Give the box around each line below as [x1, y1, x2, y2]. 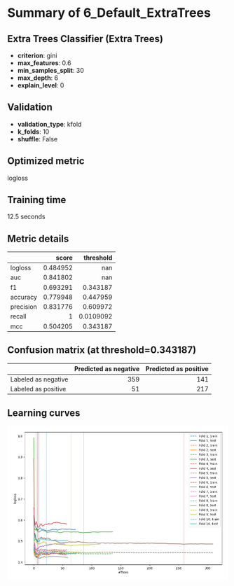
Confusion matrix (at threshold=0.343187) [7, 344, 197, 356]
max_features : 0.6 [17, 59, 71, 67]
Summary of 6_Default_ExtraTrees [7, 5, 212, 21]
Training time [7, 194, 67, 206]
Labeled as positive [10, 384, 67, 393]
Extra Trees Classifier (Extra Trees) [7, 33, 163, 45]
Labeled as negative [10, 375, 69, 383]
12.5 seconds [7, 212, 46, 221]
